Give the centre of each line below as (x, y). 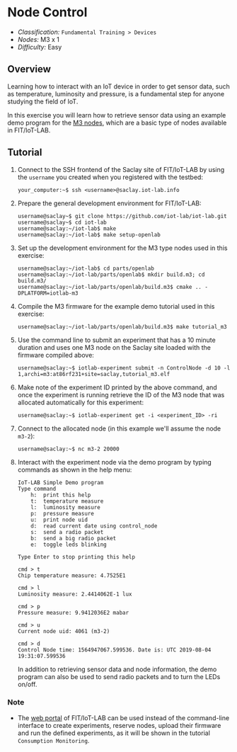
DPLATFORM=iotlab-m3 (48, 293)
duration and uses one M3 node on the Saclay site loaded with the (114, 347)
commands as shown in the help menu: (75, 469)
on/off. (27, 684)
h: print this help (61, 495)
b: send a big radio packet (74, 538)
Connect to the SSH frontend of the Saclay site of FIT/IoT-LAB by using (121, 169)
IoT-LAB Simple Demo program (60, 482)
